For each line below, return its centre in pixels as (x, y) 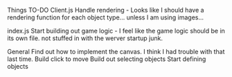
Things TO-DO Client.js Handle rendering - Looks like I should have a (106, 10)
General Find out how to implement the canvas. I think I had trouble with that (116, 52)
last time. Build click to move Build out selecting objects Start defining (107, 59)
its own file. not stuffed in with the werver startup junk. (85, 38)
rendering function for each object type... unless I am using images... (106, 17)
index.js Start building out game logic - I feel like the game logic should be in (116, 31)
